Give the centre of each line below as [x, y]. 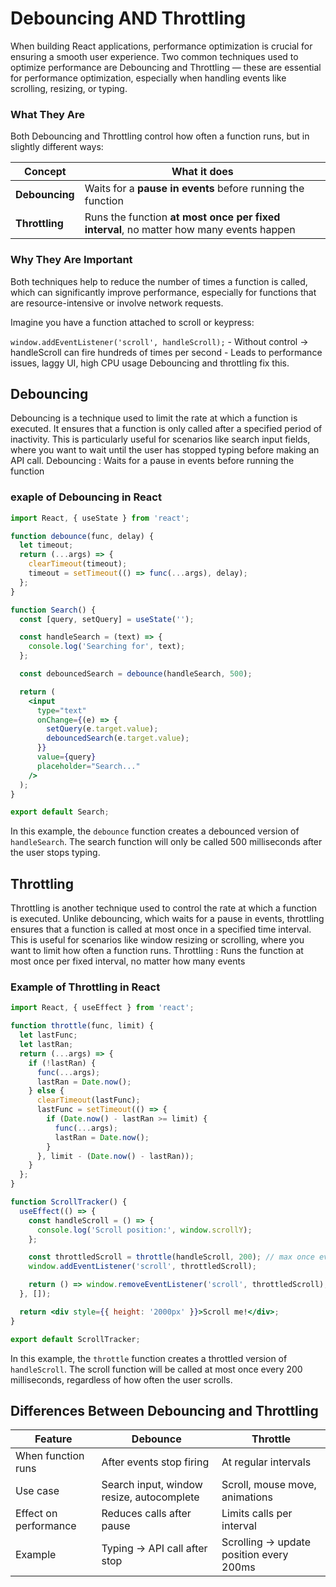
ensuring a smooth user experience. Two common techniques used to [154, 56]
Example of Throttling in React [85, 987]
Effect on [36, 1514]
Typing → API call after [154, 1549]
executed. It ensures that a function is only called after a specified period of [166, 429]
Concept [45, 172]
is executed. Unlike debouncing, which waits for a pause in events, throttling [167, 919]
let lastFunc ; [48, 1035]
